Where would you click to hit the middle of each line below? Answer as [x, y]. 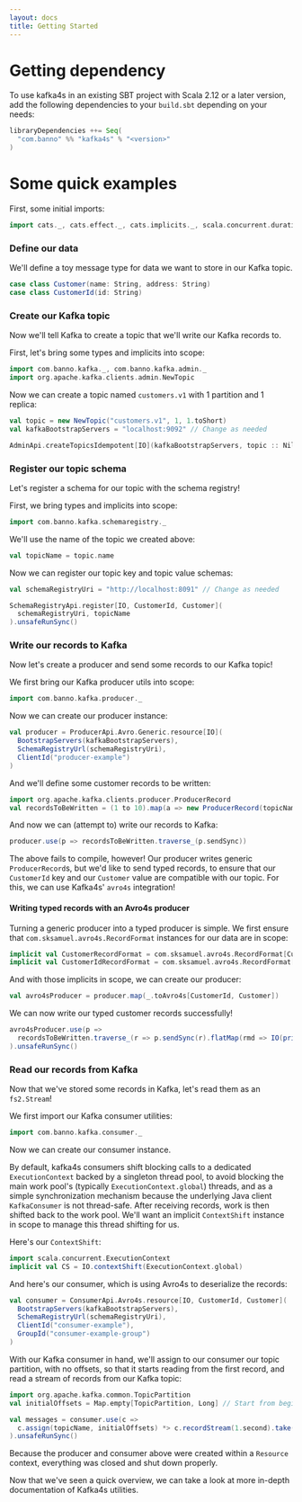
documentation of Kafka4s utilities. [74, 1490]
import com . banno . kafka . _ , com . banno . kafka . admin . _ [108, 370]
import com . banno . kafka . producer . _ [76, 699]
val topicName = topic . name [62, 555]
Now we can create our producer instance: [89, 716]
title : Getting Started [54, 26]
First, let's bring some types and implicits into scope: [107, 353]
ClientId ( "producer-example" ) [74, 757]
